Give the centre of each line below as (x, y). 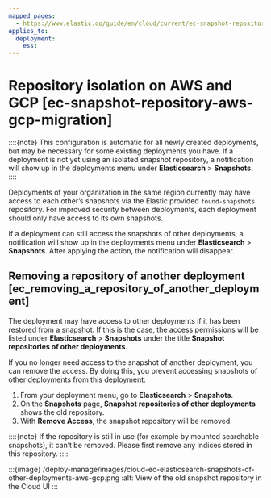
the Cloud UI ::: (33, 486)
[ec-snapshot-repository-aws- (148, 103)
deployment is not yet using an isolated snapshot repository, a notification (131, 160)
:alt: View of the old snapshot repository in (191, 478)
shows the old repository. (62, 412)
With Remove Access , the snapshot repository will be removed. (126, 421)
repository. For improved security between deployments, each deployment (132, 210)
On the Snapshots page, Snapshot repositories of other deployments (138, 404)
